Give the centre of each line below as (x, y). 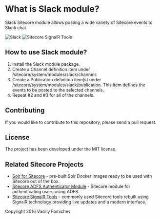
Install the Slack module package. (46, 64)
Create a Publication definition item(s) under (57, 79)
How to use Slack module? (46, 52)
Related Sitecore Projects (44, 164)
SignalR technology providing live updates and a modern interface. (79, 202)
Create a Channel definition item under (51, 69)
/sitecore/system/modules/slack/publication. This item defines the (79, 85)
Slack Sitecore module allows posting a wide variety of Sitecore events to (79, 22)
